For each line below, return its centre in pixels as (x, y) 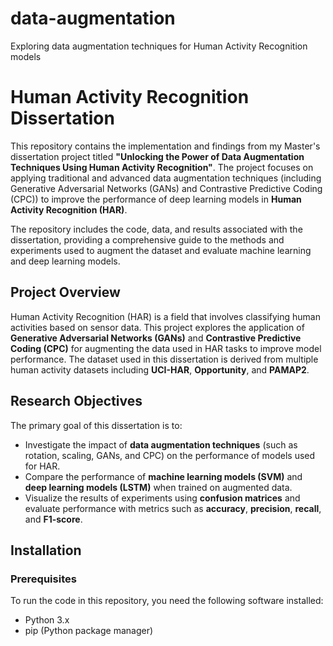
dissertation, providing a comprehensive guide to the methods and (147, 239)
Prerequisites (43, 579)
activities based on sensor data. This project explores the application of (157, 327)
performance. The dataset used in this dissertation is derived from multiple (164, 359)
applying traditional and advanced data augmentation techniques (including (166, 178)
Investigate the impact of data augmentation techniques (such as (161, 444)
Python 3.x (47, 620)
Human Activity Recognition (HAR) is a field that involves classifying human (165, 316)
